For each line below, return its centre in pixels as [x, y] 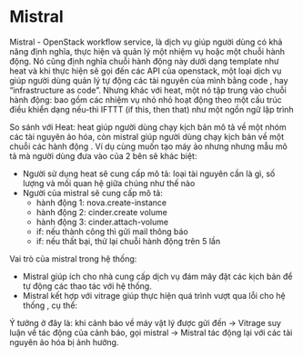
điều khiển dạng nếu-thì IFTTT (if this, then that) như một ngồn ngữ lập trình [151, 109]
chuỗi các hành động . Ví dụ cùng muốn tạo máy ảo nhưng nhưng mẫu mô [149, 146]
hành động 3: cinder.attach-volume [102, 222]
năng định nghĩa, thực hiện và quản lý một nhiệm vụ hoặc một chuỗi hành [147, 51]
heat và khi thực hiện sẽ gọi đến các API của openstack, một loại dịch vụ [146, 71]
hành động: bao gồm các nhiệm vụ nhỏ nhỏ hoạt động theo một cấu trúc [146, 99]
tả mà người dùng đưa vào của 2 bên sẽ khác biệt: [103, 155]
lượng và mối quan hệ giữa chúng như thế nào [109, 183]
